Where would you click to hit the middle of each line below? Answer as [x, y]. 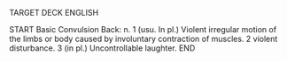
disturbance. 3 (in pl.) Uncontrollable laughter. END [102, 48]
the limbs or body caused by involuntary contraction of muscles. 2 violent [143, 39]
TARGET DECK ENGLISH [54, 13]
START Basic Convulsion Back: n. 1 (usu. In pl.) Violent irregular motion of [143, 29]
